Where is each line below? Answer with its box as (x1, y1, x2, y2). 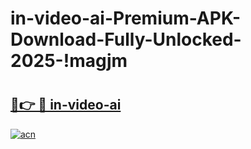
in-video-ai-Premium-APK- (10, 7, 241, 30)
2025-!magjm (10, 50, 128, 72)
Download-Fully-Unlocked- (10, 28, 242, 51)
